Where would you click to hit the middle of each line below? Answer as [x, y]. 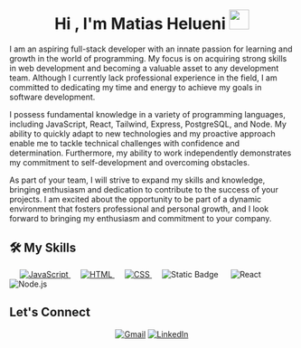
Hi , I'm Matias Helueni [140, 24]
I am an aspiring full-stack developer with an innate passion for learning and [151, 49]
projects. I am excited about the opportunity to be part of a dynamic [136, 199]
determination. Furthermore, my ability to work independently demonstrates [150, 153]
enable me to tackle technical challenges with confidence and [125, 143]
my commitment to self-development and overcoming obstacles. [130, 162]
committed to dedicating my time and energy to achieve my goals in [136, 87]
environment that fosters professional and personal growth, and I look [139, 209]
